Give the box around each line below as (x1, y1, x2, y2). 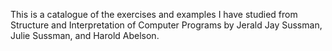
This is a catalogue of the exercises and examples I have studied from (10, 9, 298, 20)
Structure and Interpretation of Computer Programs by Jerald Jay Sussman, (10, 19, 323, 31)
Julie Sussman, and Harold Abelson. (10, 30, 160, 41)
